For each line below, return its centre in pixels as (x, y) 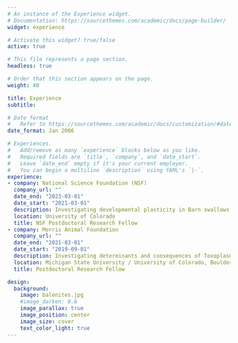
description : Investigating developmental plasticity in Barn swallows (122, 209)
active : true (27, 47)
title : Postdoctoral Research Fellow (69, 269)
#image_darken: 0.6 (49, 302)
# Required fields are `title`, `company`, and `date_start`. (104, 157)
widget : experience (36, 27)
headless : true (30, 66)
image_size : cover (47, 321)
